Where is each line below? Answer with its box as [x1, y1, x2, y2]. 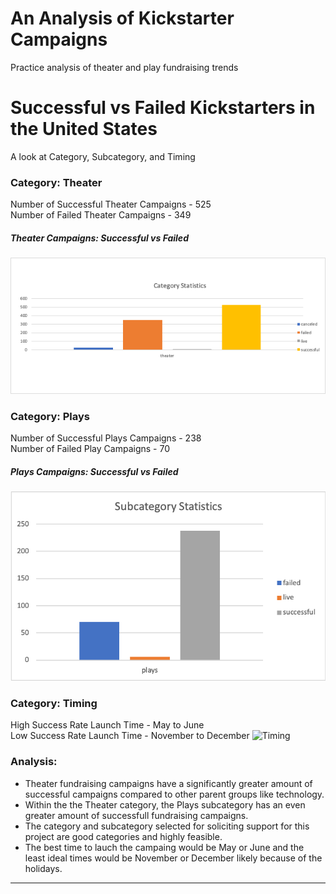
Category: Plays [10, 409, 90, 423]
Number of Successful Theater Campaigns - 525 [10, 198, 212, 211]
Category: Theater [10, 175, 103, 189]
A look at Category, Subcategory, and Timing [10, 150, 196, 162]
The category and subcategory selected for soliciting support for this [24, 820, 310, 832]
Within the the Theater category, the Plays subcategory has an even [24, 798, 306, 811]
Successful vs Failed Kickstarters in [10, 97, 316, 119]
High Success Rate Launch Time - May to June [10, 719, 205, 731]
